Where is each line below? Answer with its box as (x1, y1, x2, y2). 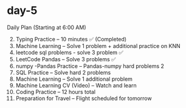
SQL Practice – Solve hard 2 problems (15, 69, 111, 76)
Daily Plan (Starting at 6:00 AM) (7, 24, 86, 31)
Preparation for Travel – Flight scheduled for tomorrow (15, 95, 152, 102)
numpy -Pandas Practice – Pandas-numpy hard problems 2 (15, 62, 165, 70)
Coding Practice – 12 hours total (15, 88, 96, 95)
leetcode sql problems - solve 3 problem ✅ (15, 49, 124, 56)
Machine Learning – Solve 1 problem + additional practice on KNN (15, 42, 181, 49)
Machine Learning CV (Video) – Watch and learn (15, 81, 137, 89)
